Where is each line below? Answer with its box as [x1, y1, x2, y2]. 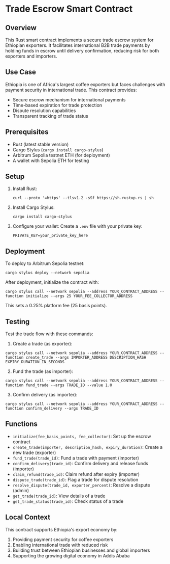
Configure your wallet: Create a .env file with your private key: [12, 223, 143, 229]
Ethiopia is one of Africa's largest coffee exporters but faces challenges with [5, 81, 165, 87]
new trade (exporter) [12, 449, 56, 455]
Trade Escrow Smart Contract [5, 3, 133, 15]
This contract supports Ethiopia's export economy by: [5, 526, 118, 532]
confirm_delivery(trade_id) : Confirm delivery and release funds [12, 460, 149, 466]
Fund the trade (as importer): [12, 368, 74, 374]
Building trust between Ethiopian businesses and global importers [12, 547, 150, 553]
